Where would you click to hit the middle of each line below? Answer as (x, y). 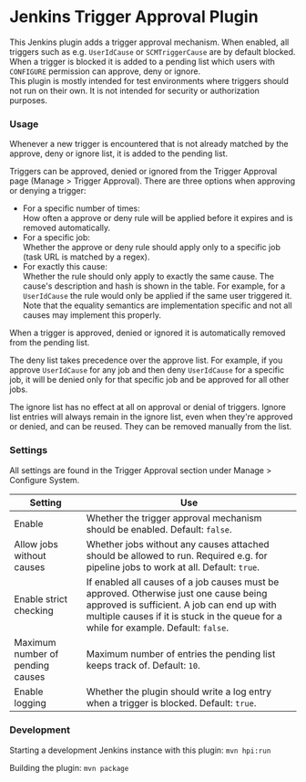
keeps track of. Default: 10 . (143, 665)
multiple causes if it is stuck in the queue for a (184, 616)
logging (31, 703)
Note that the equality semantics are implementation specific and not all (158, 306)
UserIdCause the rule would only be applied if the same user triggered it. (157, 296)
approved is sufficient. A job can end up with (181, 605)
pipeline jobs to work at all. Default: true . (173, 566)
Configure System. (45, 480)
